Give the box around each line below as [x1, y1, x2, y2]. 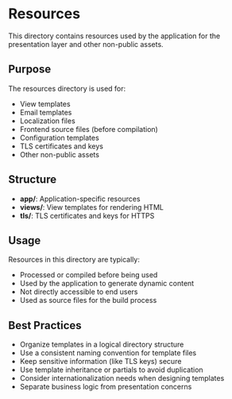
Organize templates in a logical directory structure [19, 339, 184, 350]
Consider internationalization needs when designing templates [19, 374, 225, 383]
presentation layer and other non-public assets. [8, 39, 164, 48]
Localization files [19, 116, 75, 126]
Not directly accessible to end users [19, 287, 138, 296]
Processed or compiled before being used [19, 270, 158, 280]
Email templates [19, 107, 72, 117]
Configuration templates [19, 133, 99, 142]
